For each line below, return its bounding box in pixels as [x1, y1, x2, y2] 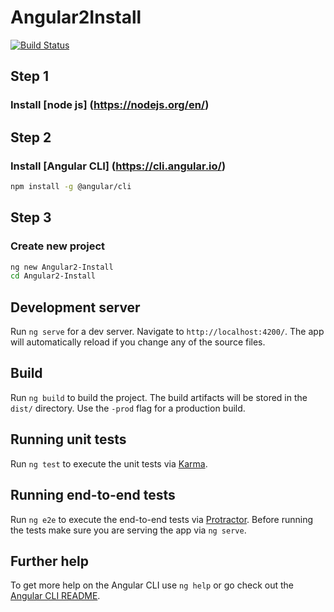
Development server [10, 299, 141, 316]
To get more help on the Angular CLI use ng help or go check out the [10, 579, 294, 591]
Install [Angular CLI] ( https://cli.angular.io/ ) [10, 159, 227, 173]
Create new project [10, 239, 106, 253]
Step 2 [10, 129, 52, 146]
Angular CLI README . [10, 590, 101, 602]
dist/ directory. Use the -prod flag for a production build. [10, 402, 246, 414]
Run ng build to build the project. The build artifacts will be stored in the [10, 391, 308, 403]
